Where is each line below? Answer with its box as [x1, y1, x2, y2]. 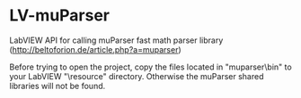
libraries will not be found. [9, 80, 106, 91]
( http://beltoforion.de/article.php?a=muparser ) [9, 44, 181, 54]
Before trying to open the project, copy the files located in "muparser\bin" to [9, 61, 292, 72]
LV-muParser [9, 5, 111, 26]
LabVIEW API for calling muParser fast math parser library [9, 35, 224, 45]
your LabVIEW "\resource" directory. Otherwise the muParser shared [9, 70, 264, 81]
